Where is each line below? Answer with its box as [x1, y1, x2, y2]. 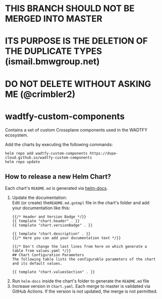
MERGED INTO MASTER [5, 13, 103, 24]
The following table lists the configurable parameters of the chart [12, 257, 156, 262]
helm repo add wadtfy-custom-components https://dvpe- [5, 151, 118, 156]
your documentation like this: [12, 205, 70, 211]
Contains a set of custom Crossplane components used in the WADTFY [5, 127, 148, 133]
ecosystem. [5, 132, 29, 138]
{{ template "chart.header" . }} [12, 219, 80, 224]
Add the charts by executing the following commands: [5, 141, 113, 147]
